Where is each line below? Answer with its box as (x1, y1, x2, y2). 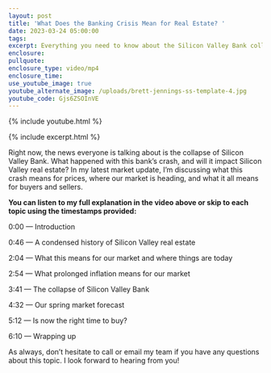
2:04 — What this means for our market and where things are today (8, 254, 233, 263)
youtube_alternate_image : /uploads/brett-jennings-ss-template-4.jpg (8, 86, 248, 95)
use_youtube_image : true (8, 79, 92, 87)
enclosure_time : (8, 72, 63, 80)
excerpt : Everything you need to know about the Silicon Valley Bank (8, 42, 248, 50)
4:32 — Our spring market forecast (8, 300, 125, 310)
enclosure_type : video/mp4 (8, 65, 99, 73)
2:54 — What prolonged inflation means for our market (8, 269, 191, 279)
